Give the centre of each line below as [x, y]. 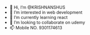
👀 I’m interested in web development [46, 12]
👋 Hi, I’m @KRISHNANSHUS [37, 7]
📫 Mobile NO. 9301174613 [36, 28]
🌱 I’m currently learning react [38, 17]
